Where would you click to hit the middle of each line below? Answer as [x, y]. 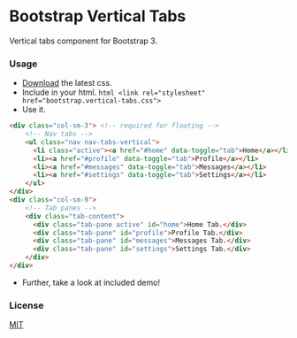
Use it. [34, 110]
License [27, 305]
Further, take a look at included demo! [91, 282]
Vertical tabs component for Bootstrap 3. [83, 41]
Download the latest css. [67, 83]
